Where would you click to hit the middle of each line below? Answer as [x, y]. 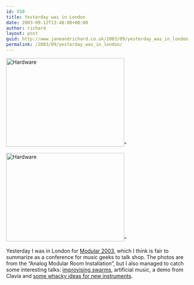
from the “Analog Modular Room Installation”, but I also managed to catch [95, 263]
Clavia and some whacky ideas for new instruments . [70, 276]
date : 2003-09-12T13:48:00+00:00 [47, 22]
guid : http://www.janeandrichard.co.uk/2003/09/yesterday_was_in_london [97, 39]
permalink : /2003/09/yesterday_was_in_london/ [64, 45]
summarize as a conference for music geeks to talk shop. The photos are [95, 257]
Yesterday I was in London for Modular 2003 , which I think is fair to [88, 251]
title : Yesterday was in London [46, 17]
